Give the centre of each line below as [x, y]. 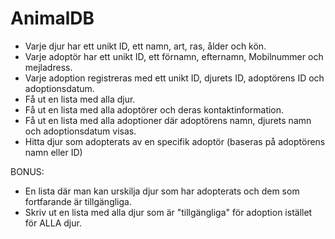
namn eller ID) [53, 152]
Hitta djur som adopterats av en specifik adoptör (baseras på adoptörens [175, 141]
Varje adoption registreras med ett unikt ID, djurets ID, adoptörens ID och [174, 78]
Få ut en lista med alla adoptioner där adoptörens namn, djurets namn [168, 120]
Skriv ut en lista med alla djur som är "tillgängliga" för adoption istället [168, 212]
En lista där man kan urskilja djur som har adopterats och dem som [162, 191]
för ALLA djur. [53, 223]
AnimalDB [52, 18]
